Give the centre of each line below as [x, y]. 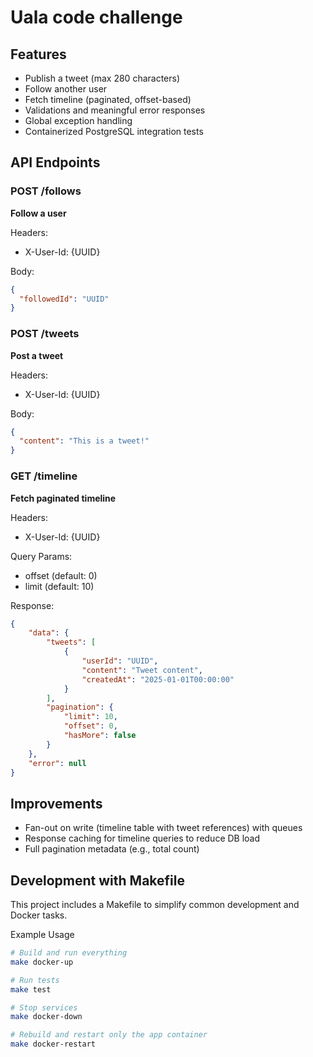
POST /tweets [45, 334]
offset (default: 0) [61, 575]
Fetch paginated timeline [63, 498]
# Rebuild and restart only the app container [109, 1035]
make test [31, 989]
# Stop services [44, 1007]
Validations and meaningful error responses [115, 110]
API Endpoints [55, 162]
